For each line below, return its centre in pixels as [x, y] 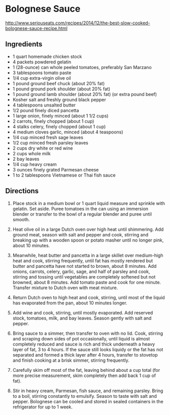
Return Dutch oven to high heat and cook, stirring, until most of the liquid [89, 297]
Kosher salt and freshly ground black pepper [59, 99]
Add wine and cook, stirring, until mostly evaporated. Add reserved [83, 313]
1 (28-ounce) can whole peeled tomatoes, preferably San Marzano [82, 67]
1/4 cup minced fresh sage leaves [48, 137]
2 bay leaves [26, 159]
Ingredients [24, 44]
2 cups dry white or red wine [43, 148]
